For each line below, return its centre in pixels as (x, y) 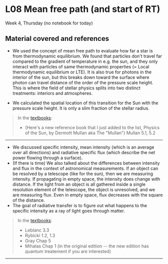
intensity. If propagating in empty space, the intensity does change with (86, 179)
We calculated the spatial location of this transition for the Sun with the (85, 103)
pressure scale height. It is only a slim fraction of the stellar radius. (81, 108)
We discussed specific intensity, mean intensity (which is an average (83, 147)
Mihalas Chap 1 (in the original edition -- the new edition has (87, 246)
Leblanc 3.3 (37, 230)
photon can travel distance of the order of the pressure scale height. (83, 82)
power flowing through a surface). (47, 158)
